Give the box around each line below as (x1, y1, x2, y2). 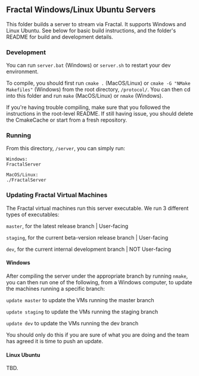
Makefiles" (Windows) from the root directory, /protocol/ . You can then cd (6, 86, 191, 93)
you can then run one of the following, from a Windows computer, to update (6, 278, 192, 285)
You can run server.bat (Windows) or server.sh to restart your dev (6, 62, 171, 69)
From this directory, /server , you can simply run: (6, 145, 126, 152)
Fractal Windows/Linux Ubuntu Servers (6, 5, 156, 15)
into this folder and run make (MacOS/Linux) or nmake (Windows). (6, 92, 163, 100)
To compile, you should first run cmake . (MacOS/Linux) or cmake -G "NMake (6, 80, 191, 87)
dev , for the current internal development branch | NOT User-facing (6, 246, 172, 253)
